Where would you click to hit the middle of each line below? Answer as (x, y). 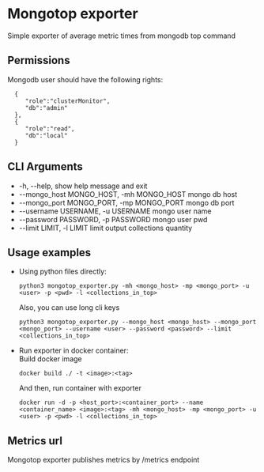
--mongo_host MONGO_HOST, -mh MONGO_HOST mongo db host (128, 194)
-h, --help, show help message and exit (83, 186)
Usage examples (49, 253)
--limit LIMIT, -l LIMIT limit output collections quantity (106, 228)
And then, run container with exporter (80, 388)
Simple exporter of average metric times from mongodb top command (122, 36)
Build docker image (50, 359)
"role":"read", (50, 128)
